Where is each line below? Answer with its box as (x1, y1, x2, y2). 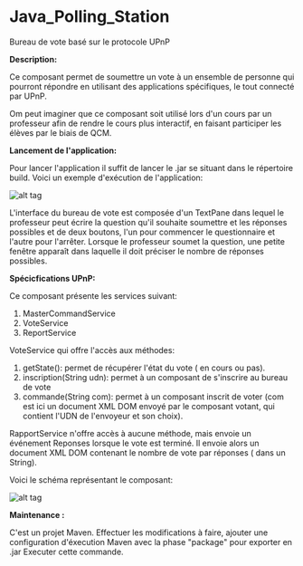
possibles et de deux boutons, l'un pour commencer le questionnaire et (9, 226, 276, 237)
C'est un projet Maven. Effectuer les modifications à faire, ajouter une (9, 527, 269, 538)
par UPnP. (9, 91, 47, 101)
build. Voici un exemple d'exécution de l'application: (9, 172, 204, 183)
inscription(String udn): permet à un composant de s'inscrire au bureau (22, 371, 289, 382)
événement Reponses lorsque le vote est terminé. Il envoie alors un (9, 437, 260, 448)
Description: (9, 53, 57, 64)
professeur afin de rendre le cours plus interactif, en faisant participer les (9, 118, 282, 129)
